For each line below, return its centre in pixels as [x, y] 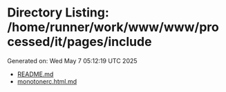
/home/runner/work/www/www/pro [113, 27]
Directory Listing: [58, 13]
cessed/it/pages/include [79, 42]
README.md [35, 74]
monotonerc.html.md [47, 81]
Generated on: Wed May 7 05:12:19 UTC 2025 [72, 60]
